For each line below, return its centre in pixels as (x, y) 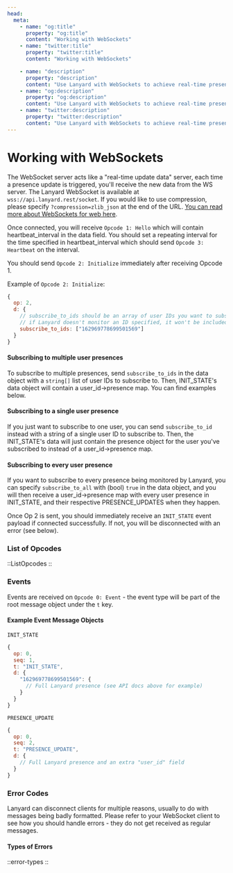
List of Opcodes (34, 549)
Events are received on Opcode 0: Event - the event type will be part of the (114, 597)
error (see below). (33, 531)
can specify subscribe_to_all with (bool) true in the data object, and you (112, 488)
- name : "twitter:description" (65, 111)
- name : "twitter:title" (55, 46)
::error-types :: (28, 862)
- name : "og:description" (57, 91)
